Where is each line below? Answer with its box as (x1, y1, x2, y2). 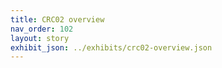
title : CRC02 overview (10, 14, 105, 25)
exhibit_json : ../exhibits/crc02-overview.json (10, 42, 213, 53)
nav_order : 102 (10, 24, 74, 34)
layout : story (10, 33, 70, 43)
